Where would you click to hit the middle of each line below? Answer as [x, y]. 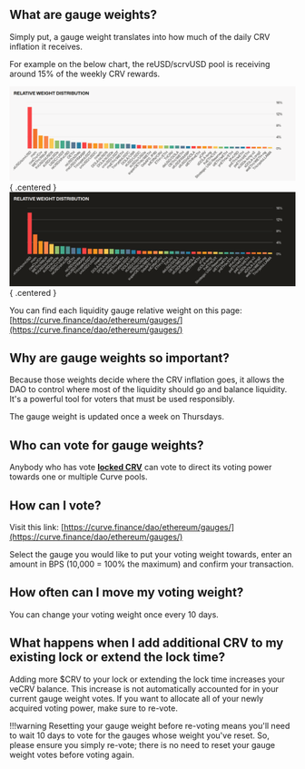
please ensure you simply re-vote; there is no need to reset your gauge [142, 744]
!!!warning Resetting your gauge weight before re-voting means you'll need [150, 725]
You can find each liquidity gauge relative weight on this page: [126, 310]
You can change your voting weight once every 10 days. [114, 614]
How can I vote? [55, 505]
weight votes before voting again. [72, 754]
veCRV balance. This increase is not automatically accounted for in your [144, 688]
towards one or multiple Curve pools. [79, 477]
